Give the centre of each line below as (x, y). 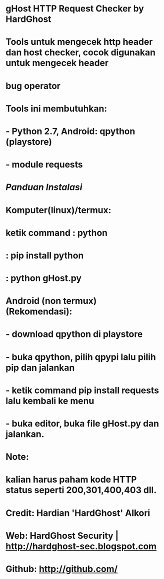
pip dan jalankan (40, 368)
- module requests (44, 165)
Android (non (33, 301)
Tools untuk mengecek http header (79, 42)
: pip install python (45, 255)
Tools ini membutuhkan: (56, 109)
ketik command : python (57, 233)
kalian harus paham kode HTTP (71, 480)
